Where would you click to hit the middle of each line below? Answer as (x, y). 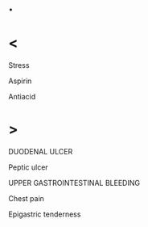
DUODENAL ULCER (41, 152)
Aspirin (20, 81)
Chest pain (26, 199)
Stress (19, 65)
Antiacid (22, 97)
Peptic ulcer (28, 167)
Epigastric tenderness (45, 214)
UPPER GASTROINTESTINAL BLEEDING (74, 183)
